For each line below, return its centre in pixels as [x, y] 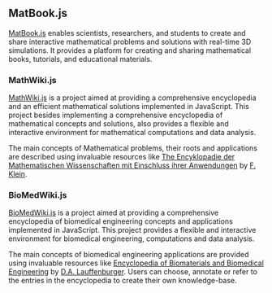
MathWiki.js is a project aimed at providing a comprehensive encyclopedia [133, 98]
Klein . [18, 174]
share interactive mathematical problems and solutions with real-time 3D [130, 42]
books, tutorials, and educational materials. [80, 59]
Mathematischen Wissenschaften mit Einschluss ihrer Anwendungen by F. [132, 165]
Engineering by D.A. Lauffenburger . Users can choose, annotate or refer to [133, 272]
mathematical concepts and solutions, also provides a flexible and [119, 124]
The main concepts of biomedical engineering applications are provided [129, 255]
